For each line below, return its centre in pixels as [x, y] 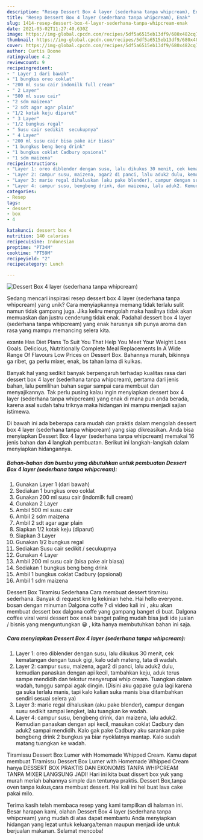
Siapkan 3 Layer [36, 536]
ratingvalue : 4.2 [29, 57]
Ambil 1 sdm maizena [42, 581]
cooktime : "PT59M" [30, 253]
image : [15, 34]
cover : [15, 46]
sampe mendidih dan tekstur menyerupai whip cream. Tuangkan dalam [104, 679]
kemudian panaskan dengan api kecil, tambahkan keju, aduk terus [97, 673]
